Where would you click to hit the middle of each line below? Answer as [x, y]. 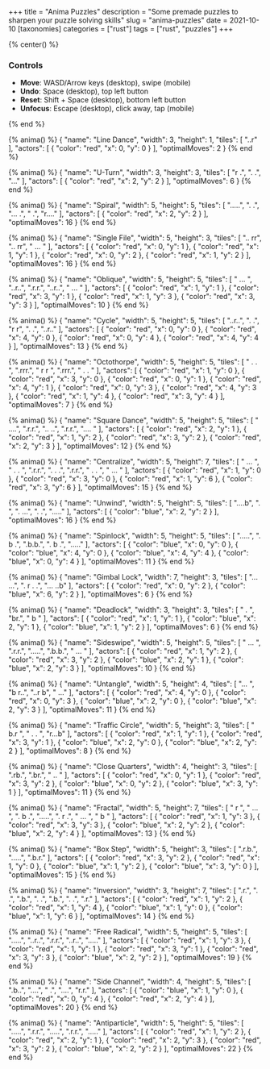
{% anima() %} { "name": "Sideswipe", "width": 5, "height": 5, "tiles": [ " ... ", [135, 643]
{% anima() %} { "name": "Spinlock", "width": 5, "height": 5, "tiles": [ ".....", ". [135, 536]
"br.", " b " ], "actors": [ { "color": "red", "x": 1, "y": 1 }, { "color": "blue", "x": [132, 618]
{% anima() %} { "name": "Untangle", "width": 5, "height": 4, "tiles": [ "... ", [131, 684]
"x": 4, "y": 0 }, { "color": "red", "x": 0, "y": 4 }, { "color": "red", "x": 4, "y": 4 [134, 338]
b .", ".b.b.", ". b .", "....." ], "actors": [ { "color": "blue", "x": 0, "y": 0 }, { [123, 544]
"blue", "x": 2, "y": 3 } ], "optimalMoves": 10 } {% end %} [102, 668]
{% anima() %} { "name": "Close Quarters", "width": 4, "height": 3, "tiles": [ [133, 767]
